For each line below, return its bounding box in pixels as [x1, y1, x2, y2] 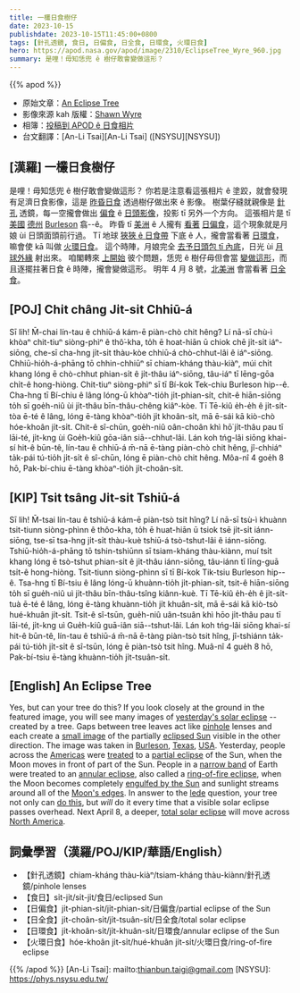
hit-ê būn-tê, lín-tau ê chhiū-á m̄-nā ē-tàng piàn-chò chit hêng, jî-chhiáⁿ [17, 442, 282, 452]
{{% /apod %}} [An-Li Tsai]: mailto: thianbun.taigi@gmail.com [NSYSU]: [9, 964, 271, 975]
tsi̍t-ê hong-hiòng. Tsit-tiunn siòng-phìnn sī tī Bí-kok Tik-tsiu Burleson [9, 567, 265, 577]
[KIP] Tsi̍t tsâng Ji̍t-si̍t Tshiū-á [9, 491, 180, 506]
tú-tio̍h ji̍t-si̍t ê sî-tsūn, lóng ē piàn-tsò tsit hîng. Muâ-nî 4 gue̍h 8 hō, [21, 641, 273, 652]
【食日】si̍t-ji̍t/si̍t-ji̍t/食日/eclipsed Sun [21, 892, 163, 903]
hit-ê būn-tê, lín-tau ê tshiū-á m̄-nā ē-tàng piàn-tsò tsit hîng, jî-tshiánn [9, 631, 268, 642]
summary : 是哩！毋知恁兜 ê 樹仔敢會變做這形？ [9, 55, 164, 63]
